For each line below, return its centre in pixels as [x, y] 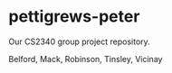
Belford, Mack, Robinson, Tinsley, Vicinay [86, 59]
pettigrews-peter [74, 17]
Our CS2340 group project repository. [79, 41]
